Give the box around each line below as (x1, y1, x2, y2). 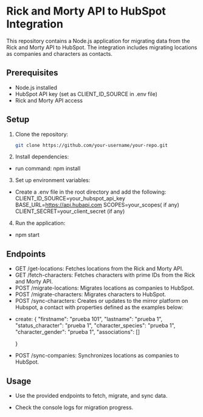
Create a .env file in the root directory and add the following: (15, 188, 167, 195)
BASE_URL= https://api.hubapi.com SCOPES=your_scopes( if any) (15, 202, 179, 209)
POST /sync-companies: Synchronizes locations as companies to (15, 352, 179, 359)
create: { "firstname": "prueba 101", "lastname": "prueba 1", (15, 316, 163, 323)
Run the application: (15, 220, 66, 227)
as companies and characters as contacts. (6, 50, 112, 57)
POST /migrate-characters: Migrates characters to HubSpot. (15, 291, 167, 298)
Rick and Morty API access (15, 97, 83, 104)
